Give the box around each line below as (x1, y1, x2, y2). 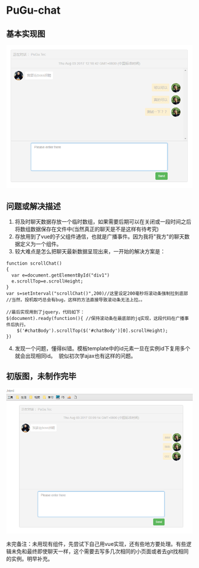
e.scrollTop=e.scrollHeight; (11, 278, 84, 284)
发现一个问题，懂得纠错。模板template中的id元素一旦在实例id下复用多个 (14, 345, 191, 352)
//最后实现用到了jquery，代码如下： (6, 309, 85, 315)
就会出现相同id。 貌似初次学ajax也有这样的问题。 (14, 352, 136, 360)
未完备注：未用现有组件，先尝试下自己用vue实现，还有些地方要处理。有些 (6, 541, 187, 548)
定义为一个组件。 (20, 240, 62, 247)
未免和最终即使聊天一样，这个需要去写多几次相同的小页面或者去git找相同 (11, 548, 189, 555)
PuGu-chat (6, 4, 61, 17)
